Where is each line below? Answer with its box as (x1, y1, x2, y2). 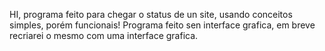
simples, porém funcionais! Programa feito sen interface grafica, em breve (9, 19, 316, 31)
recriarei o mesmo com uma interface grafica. (9, 30, 199, 41)
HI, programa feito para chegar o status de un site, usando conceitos (9, 9, 293, 20)
